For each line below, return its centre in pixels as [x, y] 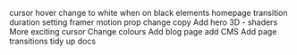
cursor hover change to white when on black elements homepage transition [148, 13]
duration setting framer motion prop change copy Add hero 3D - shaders [144, 22]
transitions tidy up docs [53, 41]
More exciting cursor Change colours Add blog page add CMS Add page [143, 31]
